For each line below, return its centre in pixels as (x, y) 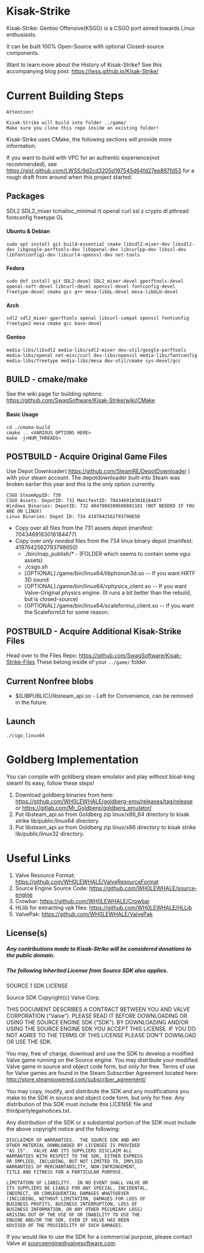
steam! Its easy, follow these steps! (50, 783)
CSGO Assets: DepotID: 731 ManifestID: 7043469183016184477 (84, 501)
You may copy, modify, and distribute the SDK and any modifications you (98, 1091)
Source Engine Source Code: (51, 888)
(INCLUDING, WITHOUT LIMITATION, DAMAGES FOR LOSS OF (76, 1199)
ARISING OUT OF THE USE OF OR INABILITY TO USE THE (73, 1215)
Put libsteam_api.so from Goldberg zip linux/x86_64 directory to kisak (102, 814)
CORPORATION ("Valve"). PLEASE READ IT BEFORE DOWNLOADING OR (97, 1016)
